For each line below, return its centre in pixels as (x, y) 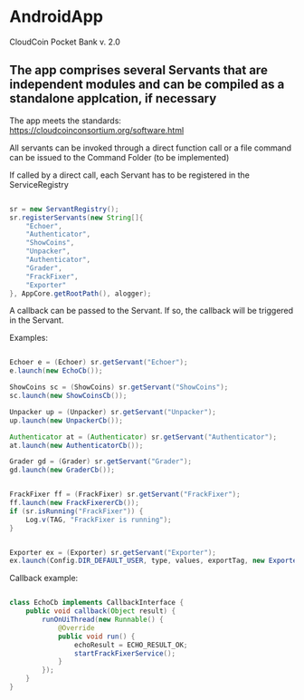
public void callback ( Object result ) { (101, 611)
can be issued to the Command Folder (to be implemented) (119, 157)
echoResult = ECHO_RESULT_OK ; (131, 645)
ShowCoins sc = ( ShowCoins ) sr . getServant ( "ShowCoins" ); (119, 387)
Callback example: (44, 578)
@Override (76, 627)
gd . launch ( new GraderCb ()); (62, 470)
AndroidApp (57, 17)
